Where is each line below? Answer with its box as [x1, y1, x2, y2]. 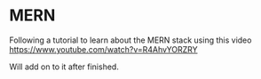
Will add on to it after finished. [9, 61, 120, 72]
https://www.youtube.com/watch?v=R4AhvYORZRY [9, 43, 198, 54]
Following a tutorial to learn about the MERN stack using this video [9, 35, 252, 45]
